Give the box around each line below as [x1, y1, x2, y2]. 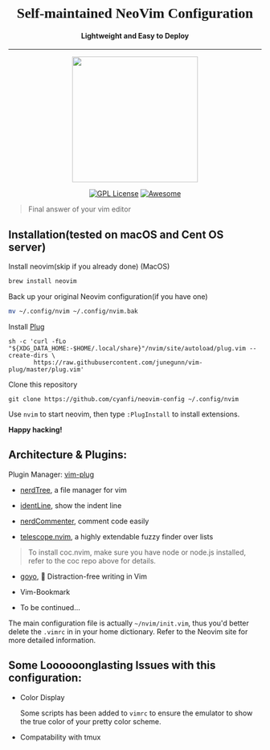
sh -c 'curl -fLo [8, 337, 67, 346]
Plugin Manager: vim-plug [8, 469, 95, 479]
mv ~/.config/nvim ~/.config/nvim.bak [8, 307, 138, 316]
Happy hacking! [8, 424, 63, 434]
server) [8, 240, 47, 254]
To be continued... [19, 602, 80, 612]
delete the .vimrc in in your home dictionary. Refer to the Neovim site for [8, 626, 248, 636]
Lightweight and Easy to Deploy [80, 31, 190, 40]
